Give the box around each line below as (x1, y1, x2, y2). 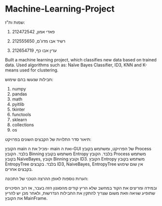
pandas (12, 91, 28, 97)
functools (12, 111, 31, 117)
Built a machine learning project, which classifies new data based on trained (5, 57, 157, 62)
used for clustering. (19, 67, 59, 73)
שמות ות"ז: (5, 19, 25, 25)
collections (12, 122, 34, 128)
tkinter (12, 106, 25, 112)
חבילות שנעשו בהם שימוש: (5, 76, 53, 82)
